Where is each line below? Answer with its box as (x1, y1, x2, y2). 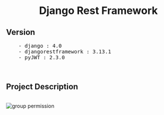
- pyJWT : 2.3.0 (18, 54, 66, 60)
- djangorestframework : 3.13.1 (18, 48, 111, 55)
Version (6, 27, 35, 37)
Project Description (6, 82, 78, 92)
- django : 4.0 (18, 42, 62, 49)
